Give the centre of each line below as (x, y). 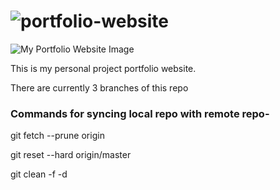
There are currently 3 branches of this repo (99, 87)
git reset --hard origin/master (71, 155)
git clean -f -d (39, 174)
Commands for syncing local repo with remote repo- (140, 113)
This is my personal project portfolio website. (103, 68)
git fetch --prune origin (57, 136)
